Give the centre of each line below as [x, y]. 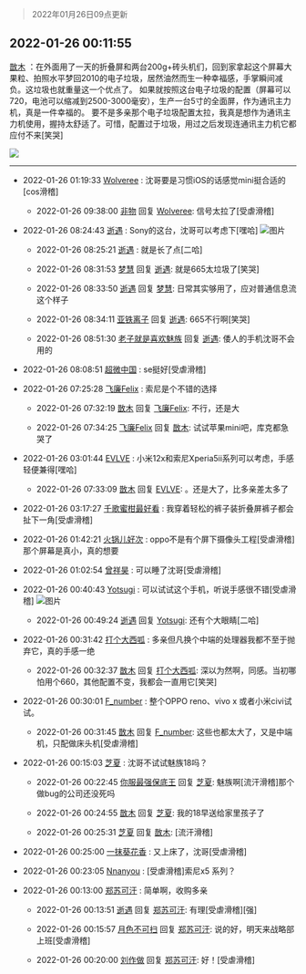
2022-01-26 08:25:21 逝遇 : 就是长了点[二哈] [119, 249]
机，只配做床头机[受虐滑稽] [87, 743]
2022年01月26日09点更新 [80, 14]
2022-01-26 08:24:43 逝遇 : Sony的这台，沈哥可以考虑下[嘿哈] [140, 230]
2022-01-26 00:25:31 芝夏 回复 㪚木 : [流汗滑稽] [125, 832]
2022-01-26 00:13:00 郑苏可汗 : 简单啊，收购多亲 [115, 890]
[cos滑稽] [41, 192]
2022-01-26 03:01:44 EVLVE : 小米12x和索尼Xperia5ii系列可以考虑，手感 [158, 458]
